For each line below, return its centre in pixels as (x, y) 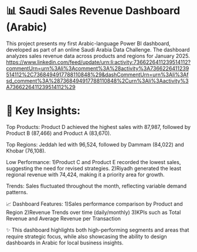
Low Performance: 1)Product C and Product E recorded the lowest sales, (94, 162)
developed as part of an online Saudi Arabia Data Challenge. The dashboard (98, 49)
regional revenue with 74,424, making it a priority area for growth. (86, 174)
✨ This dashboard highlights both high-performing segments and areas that (98, 230)
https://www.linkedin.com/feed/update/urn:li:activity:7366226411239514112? (98, 62)
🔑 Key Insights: (43, 111)
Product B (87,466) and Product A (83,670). (59, 133)
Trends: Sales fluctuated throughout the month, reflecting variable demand (96, 186)
